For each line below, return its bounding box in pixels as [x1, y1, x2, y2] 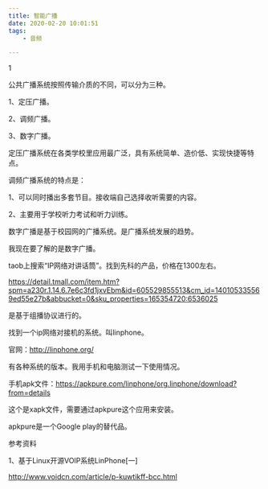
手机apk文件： [8, 379, 56, 388]
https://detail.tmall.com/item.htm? [8, 277, 120, 286]
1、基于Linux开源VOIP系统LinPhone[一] [8, 456, 138, 466]
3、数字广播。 [8, 131, 55, 141]
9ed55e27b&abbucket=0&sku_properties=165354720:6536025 [8, 294, 218, 304]
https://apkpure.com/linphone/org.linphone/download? [55, 379, 238, 388]
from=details [8, 388, 51, 398]
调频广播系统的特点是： [8, 175, 86, 185]
